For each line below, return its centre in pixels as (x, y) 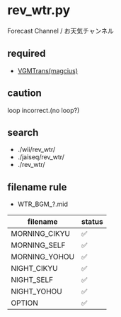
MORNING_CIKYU (41, 234)
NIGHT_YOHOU (36, 291)
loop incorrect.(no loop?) (44, 110)
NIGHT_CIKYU (34, 269)
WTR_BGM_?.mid (43, 204)
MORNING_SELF (38, 245)
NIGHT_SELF (32, 280)
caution (25, 93)
